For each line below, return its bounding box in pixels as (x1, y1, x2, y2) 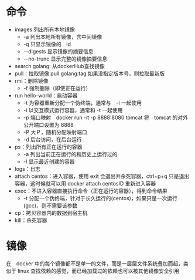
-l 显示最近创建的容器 (23, 158, 75, 165)
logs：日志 (14, 165, 41, 172)
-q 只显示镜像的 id (23, 41, 71, 48)
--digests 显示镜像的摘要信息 (23, 48, 94, 55)
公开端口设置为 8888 (23, 121, 74, 128)
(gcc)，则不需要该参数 (23, 202, 78, 209)
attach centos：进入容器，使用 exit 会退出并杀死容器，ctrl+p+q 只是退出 (14, 173, 190, 180)
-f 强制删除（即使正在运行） (23, 85, 91, 92)
